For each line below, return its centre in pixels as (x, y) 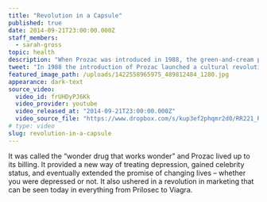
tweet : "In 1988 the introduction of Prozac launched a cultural (118, 67)
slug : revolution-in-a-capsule (60, 133)
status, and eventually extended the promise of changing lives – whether (127, 173)
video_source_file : (48, 119)
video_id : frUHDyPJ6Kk (53, 97)
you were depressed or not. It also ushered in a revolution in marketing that (131, 181)
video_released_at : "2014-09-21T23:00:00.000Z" (96, 112)
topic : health (32, 52)
